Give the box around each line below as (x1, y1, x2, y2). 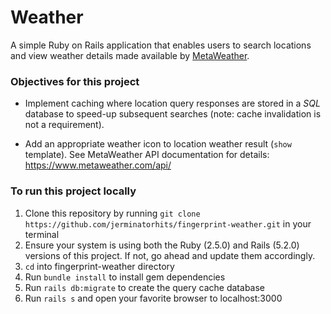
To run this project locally (10, 184, 137, 198)
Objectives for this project (10, 74, 140, 88)
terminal (24, 228, 60, 240)
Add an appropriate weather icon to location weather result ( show (24, 138, 292, 150)
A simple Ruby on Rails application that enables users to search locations (10, 39, 312, 51)
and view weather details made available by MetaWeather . (10, 49, 250, 61)
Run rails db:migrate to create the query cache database (24, 281, 265, 293)
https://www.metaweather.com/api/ (24, 159, 172, 171)
